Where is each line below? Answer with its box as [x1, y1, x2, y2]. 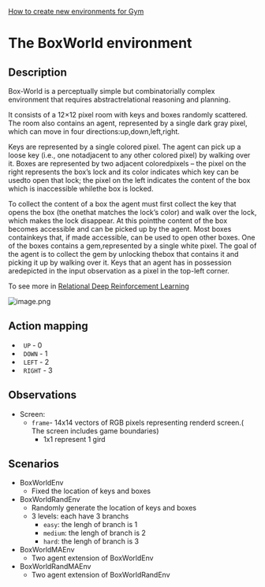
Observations [8, 388, 77, 402]
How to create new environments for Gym [8, 7, 144, 16]
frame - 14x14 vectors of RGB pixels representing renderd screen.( [31, 418, 244, 427]
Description [8, 65, 67, 79]
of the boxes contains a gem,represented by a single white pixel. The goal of [8, 241, 257, 251]
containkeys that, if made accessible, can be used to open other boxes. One [8, 232, 256, 242]
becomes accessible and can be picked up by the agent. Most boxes [8, 225, 232, 233]
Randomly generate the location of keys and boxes [31, 503, 197, 513]
